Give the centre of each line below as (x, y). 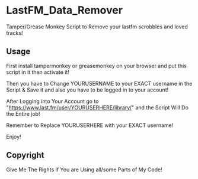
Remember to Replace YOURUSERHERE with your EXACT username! (90, 125)
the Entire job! (23, 113)
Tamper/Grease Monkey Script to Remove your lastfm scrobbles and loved (97, 27)
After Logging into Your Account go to (52, 101)
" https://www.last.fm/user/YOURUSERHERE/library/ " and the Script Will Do (97, 108)
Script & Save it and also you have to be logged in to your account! (87, 90)
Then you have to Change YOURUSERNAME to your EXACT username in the (99, 83)
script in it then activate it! (38, 72)
